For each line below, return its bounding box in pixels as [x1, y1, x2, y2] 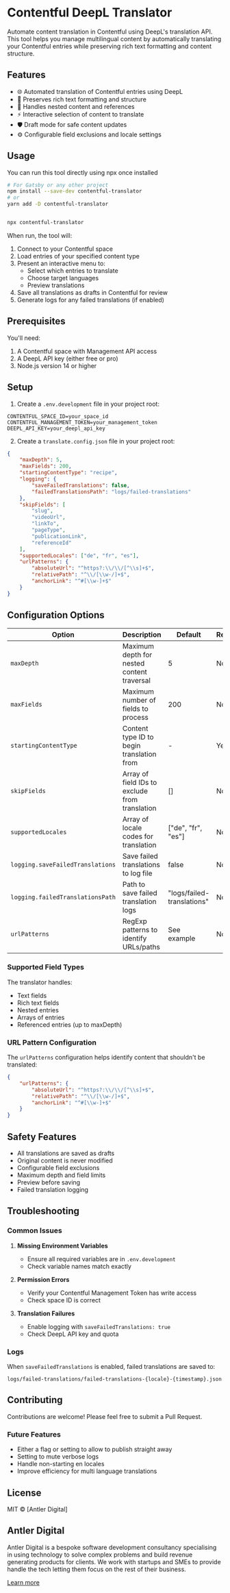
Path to [122, 879, 146, 889]
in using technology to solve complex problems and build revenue [7, 1551, 193, 1559]
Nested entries [16, 1006, 60, 1014]
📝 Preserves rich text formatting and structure [16, 95, 147, 104]
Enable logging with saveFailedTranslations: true [27, 1322, 171, 1330]
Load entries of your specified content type [16, 252, 140, 260]
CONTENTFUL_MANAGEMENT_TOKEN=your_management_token [7, 419, 157, 426]
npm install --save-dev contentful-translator [7, 188, 142, 195]
